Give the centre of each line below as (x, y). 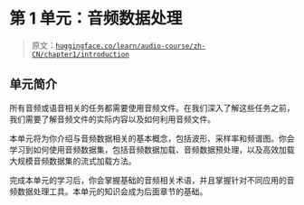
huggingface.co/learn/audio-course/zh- (131, 46)
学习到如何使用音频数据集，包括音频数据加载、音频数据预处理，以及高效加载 (152, 149)
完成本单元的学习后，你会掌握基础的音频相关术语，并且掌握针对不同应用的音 (152, 180)
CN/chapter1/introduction (80, 54)
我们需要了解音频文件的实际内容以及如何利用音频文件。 (112, 119)
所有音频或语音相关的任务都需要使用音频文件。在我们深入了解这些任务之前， (152, 107)
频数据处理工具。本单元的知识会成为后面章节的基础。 (109, 191)
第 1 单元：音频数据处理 (96, 19)
